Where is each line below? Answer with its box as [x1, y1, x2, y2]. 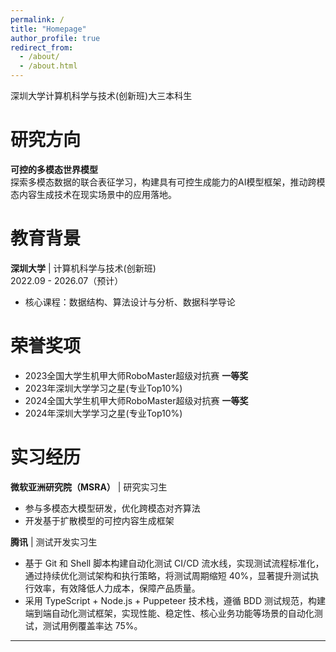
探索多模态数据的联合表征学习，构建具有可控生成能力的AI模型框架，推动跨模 [10, 176, 326, 188]
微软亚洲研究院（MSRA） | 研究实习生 [10, 481, 168, 493]
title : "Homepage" [10, 24, 87, 34]
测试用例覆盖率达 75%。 [42, 619, 143, 631]
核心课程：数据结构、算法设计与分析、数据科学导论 [24, 296, 236, 308]
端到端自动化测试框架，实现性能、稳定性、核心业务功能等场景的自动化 [24, 607, 315, 619]
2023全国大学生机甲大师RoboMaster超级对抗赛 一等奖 [24, 369, 249, 381]
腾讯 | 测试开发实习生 [10, 536, 98, 548]
